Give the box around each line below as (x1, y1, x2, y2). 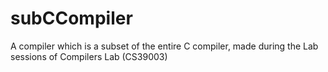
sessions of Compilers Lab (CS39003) (10, 50, 168, 62)
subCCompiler (10, 7, 133, 30)
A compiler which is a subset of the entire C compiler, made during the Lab (10, 40, 319, 52)
